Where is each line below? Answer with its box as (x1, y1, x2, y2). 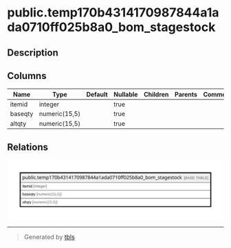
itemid (10, 100, 28, 109)
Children (143, 90, 169, 98)
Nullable (113, 90, 138, 98)
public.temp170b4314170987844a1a (7, 5, 219, 21)
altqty (10, 119, 27, 128)
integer (38, 100, 60, 109)
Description (7, 47, 58, 58)
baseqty (10, 110, 34, 118)
